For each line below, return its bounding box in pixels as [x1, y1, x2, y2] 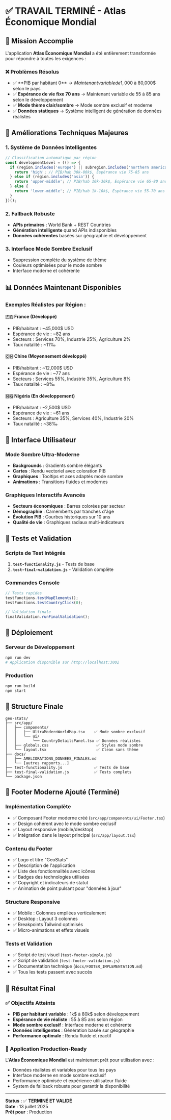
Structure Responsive [5, 898, 61, 905]
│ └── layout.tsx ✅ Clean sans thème [5, 747, 139, 752]
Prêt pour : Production [5, 1109, 52, 1115]
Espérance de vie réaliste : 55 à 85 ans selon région [12, 1016, 123, 1023]
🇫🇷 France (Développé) [5, 314, 57, 320]
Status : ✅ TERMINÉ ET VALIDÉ [5, 1098, 72, 1104]
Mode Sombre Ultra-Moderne [5, 451, 80, 458]
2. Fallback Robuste [5, 210, 55, 217]
